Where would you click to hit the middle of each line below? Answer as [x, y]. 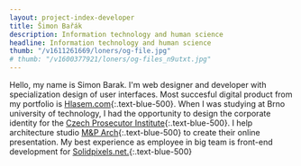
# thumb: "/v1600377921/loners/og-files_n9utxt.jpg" [110, 59]
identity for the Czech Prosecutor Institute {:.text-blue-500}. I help [131, 123]
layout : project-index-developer [72, 17]
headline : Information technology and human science [110, 43]
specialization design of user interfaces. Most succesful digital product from [151, 94]
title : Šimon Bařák [46, 26]
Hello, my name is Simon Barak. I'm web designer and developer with [138, 85]
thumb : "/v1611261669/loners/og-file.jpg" [90, 51]
